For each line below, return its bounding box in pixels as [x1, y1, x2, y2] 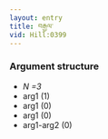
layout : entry [9, 13, 64, 23]
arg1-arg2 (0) [22, 119, 73, 130]
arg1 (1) [22, 90, 50, 101]
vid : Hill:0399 [9, 30, 67, 39]
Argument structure [9, 60, 100, 73]
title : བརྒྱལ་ [9, 22, 54, 31]
